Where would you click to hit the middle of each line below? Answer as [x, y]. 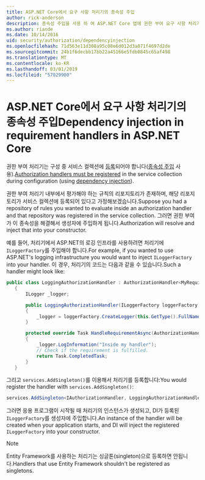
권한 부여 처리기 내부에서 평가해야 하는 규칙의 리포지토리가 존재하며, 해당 [92, 194]
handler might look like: [36, 272]
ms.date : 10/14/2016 [33, 35]
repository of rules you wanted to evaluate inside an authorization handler [99, 208]
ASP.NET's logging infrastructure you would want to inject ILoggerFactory [99, 257]
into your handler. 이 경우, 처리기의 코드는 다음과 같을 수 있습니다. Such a [94, 265]
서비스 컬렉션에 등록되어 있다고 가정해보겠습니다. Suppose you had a [105, 201]
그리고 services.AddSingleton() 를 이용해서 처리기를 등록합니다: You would [97, 380]
